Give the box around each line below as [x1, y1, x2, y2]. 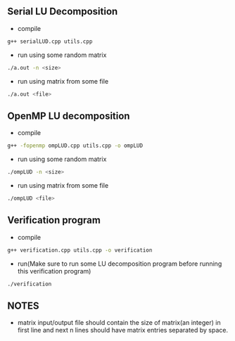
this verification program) [17, 266, 91, 275]
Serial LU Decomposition [7, 6, 118, 18]
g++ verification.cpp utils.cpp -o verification [7, 246, 153, 254]
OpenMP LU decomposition [7, 110, 130, 122]
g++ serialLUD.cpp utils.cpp [7, 38, 93, 45]
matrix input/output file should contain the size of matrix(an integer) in [17, 319, 221, 327]
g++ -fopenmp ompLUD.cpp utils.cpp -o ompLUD [7, 142, 143, 150]
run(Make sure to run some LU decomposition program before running [17, 259, 222, 268]
